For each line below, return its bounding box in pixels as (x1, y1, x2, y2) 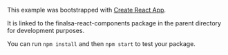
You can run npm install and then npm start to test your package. (7, 40, 196, 47)
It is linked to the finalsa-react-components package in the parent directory (7, 19, 222, 27)
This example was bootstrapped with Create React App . (7, 6, 167, 14)
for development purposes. (7, 27, 85, 34)
